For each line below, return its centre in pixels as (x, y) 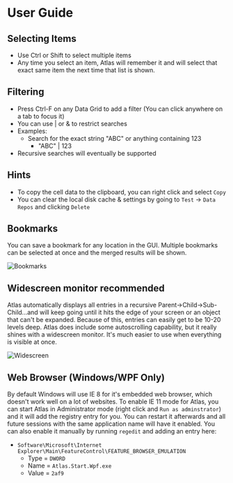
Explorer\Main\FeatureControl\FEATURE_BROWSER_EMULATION (102, 452)
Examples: (32, 131)
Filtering (26, 92)
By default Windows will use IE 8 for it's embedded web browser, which (110, 394)
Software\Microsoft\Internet (59, 445)
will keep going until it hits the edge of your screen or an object (130, 312)
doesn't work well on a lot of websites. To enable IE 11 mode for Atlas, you (113, 401)
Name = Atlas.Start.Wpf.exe (70, 466)
